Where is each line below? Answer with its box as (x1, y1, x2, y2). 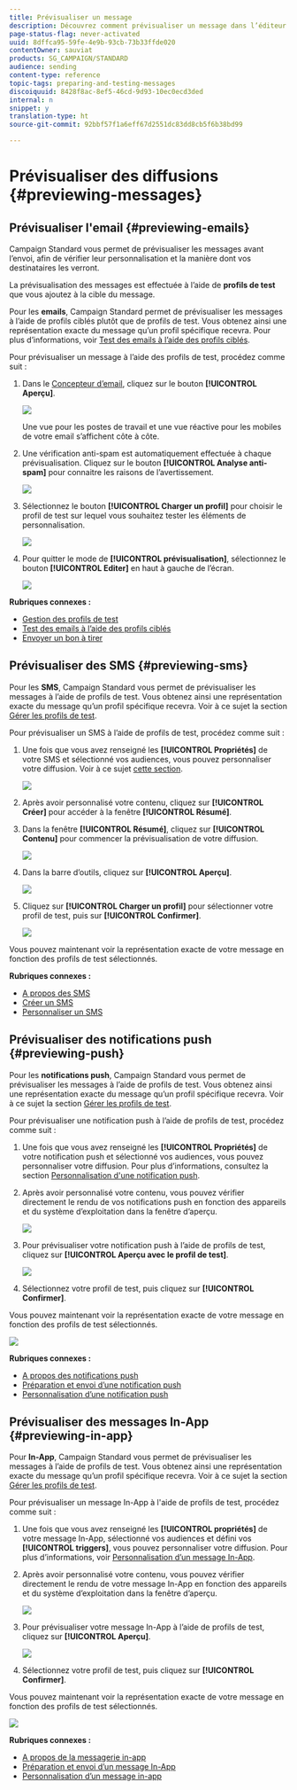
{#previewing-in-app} (9, 1428, 133, 1443)
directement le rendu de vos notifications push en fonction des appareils (21, 1196, 286, 1207)
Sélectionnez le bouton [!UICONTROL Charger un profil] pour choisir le (21, 501, 283, 511)
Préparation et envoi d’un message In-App (21, 1762, 177, 1772)
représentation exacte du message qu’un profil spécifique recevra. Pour (9, 325, 271, 335)
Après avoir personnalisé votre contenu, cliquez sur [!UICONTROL (21, 797, 264, 808)
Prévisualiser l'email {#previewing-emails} (9, 220, 250, 235)
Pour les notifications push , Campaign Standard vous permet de (9, 1069, 246, 1080)
